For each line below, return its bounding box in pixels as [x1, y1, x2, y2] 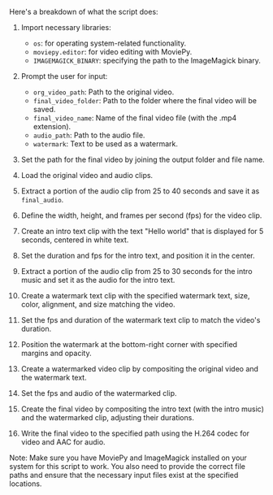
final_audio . [20, 195, 64, 204]
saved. [32, 105, 56, 114]
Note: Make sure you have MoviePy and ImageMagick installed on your [9, 453, 247, 462]
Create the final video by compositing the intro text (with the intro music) [20, 404, 265, 414]
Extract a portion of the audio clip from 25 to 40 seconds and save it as [20, 186, 260, 196]
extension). [32, 122, 71, 131]
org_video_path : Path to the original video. [32, 87, 175, 97]
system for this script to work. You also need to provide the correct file [9, 462, 246, 471]
